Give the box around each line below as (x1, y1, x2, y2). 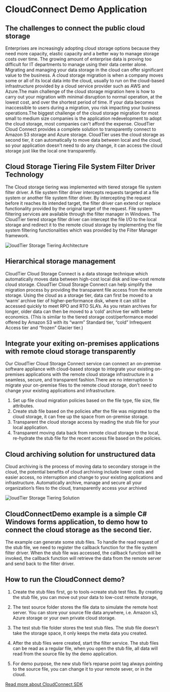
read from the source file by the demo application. (12, 650, 118, 656)
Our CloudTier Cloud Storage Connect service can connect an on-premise (5, 361, 161, 367)
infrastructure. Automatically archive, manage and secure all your (5, 480, 142, 486)
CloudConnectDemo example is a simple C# (5, 510, 147, 518)
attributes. (12, 403, 35, 409)
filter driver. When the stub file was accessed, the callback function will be (5, 550, 161, 556)
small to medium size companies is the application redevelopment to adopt (5, 115, 162, 121)
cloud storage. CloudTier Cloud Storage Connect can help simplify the (5, 281, 152, 288)
